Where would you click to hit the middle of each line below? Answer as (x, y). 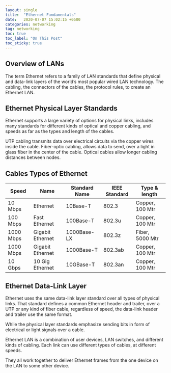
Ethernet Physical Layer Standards (62, 108)
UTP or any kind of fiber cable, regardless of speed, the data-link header (81, 309)
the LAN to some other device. (37, 366)
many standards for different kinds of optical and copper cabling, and (78, 126)
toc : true (16, 34)
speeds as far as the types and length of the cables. (60, 131)
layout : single (21, 10)
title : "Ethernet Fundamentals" (41, 15)
